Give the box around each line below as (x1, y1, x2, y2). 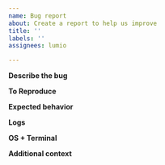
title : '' (8, 27, 42, 35)
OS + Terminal (8, 134, 57, 143)
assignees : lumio (8, 42, 67, 50)
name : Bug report (8, 11, 67, 20)
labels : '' (8, 34, 45, 43)
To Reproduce (8, 86, 57, 97)
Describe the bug (8, 71, 68, 80)
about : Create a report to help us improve (8, 19, 158, 27)
